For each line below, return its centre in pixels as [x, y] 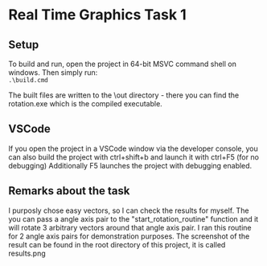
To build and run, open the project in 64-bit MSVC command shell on [123, 64]
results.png [27, 253]
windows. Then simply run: [53, 73]
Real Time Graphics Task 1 [97, 15]
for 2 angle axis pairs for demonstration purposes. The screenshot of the [129, 236]
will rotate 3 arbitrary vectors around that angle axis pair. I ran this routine [130, 227]
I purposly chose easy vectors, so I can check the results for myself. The [129, 210]
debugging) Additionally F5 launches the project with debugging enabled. [130, 165]
